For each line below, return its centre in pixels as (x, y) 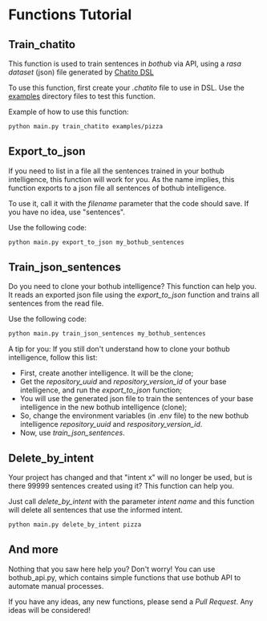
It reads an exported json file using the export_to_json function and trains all (134, 295)
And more (33, 550)
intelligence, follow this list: (53, 358)
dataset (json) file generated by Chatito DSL (81, 72)
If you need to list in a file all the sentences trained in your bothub (116, 171)
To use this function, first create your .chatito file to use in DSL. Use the (126, 87)
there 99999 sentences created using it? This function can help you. (121, 486)
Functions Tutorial (70, 15)
